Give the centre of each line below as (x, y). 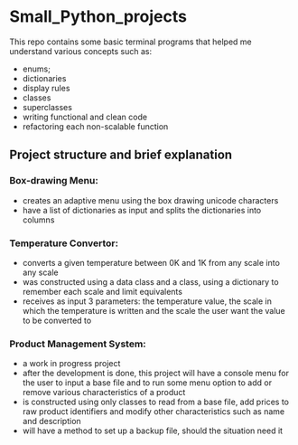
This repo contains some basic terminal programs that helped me (130, 42)
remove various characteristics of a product (104, 393)
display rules (46, 88)
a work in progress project (71, 364)
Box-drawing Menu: (54, 181)
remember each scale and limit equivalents (102, 291)
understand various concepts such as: (81, 51)
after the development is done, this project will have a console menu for (155, 374)
